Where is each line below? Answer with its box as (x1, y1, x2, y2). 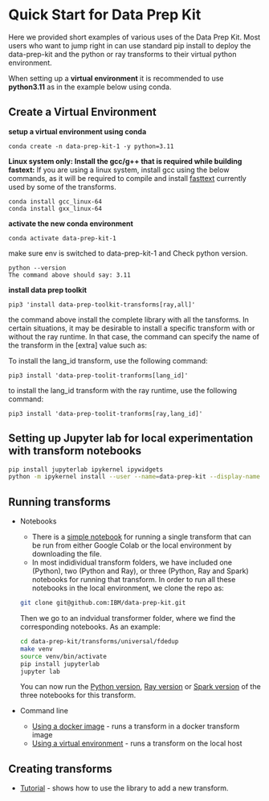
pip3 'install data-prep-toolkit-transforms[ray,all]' (8, 300, 196, 309)
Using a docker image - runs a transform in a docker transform (31, 721, 240, 731)
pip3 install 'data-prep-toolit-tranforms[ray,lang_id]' (8, 409, 203, 417)
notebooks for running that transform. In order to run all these (31, 575, 236, 585)
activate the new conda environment (8, 219, 134, 228)
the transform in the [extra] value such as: (8, 340, 147, 350)
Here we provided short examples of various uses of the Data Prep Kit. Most (8, 32, 261, 42)
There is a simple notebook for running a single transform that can (31, 532, 251, 542)
